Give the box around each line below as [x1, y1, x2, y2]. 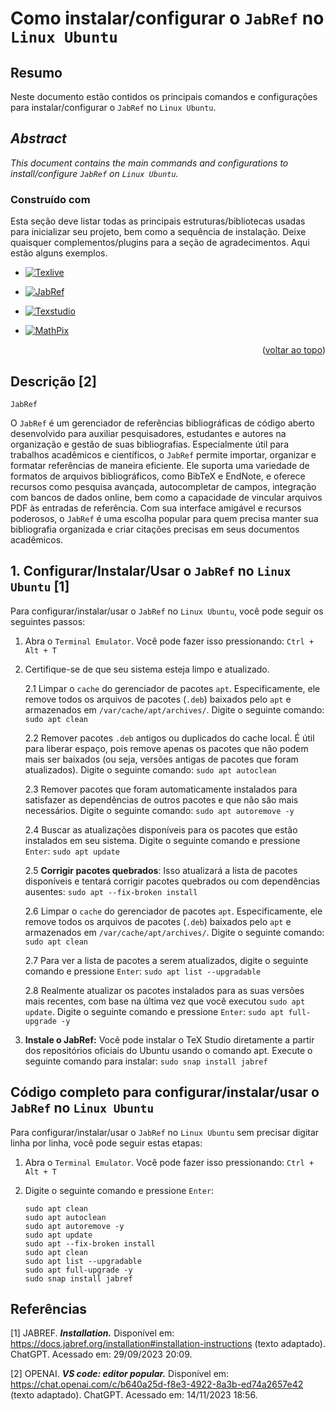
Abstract [10, 130, 67, 147]
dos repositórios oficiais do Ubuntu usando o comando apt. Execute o [24, 1044, 313, 1056]
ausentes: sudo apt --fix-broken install [24, 885, 198, 897]
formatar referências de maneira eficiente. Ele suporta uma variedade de [10, 459, 310, 471]
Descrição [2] [10, 373, 97, 390]
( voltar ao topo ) [261, 344, 326, 356]
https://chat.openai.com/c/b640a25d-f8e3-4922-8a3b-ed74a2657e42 [10, 1378, 304, 1391]
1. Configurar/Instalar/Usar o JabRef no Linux [10, 563, 292, 580]
